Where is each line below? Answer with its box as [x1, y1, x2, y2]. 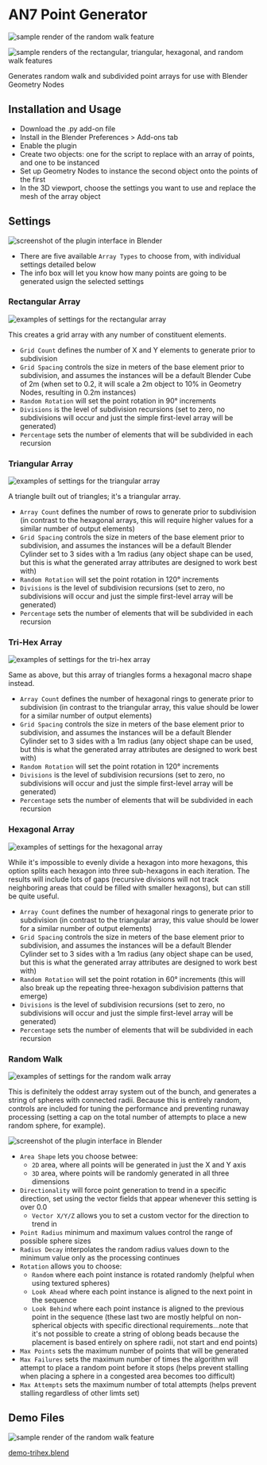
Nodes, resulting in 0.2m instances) [19, 388, 137, 397]
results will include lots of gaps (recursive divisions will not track [8, 874, 219, 884]
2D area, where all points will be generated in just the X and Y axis [31, 1160, 246, 1170]
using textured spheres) [31, 1279, 110, 1288]
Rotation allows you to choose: [19, 1261, 122, 1271]
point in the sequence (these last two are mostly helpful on [31, 1312, 225, 1322]
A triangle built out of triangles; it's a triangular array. [8, 492, 181, 501]
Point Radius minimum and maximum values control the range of [19, 1228, 233, 1237]
